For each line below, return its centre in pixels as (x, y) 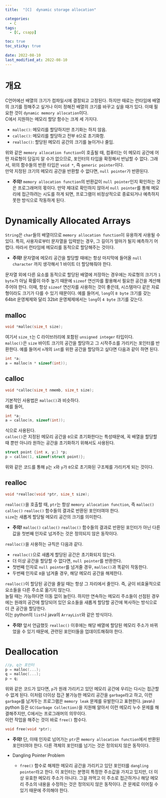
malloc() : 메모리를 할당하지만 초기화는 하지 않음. (59, 130)
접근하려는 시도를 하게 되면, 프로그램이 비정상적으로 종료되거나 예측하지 (90, 194)
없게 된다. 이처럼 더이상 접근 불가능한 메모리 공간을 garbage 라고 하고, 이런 (81, 695)
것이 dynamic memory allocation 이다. (51, 113)
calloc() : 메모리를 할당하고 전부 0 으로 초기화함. (59, 136)
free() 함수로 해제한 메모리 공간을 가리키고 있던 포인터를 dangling (84, 766)
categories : (17, 19)
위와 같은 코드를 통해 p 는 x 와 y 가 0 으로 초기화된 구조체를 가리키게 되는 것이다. (80, 467)
